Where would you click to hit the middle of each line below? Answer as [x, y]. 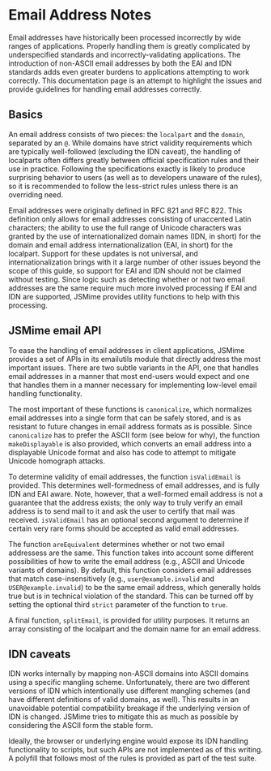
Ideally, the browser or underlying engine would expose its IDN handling [129, 741]
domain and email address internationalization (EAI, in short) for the [121, 244]
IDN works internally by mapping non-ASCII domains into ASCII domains [129, 674]
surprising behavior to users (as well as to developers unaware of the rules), [135, 177]
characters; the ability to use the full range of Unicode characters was [125, 227]
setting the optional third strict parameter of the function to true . [118, 604]
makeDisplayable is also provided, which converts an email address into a [130, 443]
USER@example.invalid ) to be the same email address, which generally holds [135, 587]
